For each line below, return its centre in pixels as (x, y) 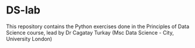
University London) (29, 39)
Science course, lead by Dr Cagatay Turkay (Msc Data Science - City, (90, 32)
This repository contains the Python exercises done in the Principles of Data (98, 26)
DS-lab (23, 10)
